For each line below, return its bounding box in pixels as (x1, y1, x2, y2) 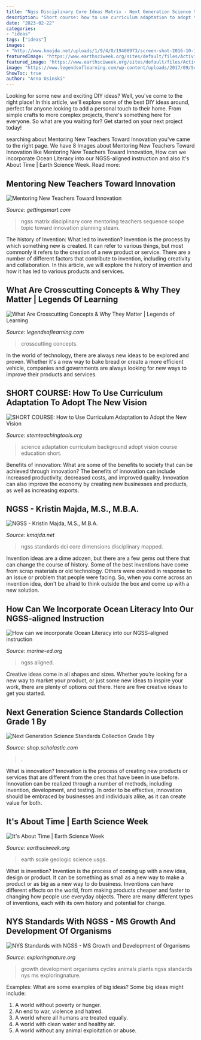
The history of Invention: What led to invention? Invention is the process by (6, 235, 191, 243)
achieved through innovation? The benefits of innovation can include (6, 467, 175, 475)
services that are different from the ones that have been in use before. (6, 774, 179, 781)
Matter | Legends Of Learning (6, 295, 118, 305)
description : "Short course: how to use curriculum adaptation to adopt (6, 14, 191, 20)
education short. (20, 449, 62, 457)
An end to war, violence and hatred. (14, 1008, 103, 1015)
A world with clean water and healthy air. (14, 1020, 115, 1027)
